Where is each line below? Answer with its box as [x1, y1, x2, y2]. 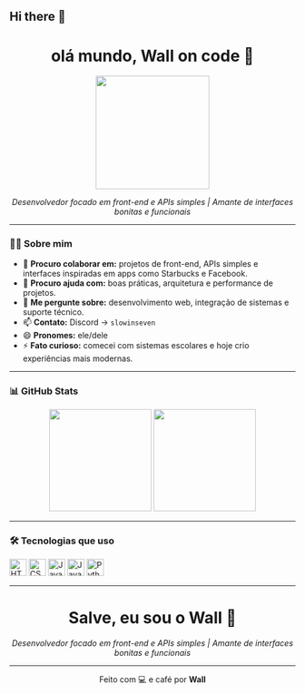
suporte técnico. [22, 306, 84, 318]
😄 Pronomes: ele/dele [22, 329, 109, 340]
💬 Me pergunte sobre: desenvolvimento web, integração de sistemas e [22, 297, 290, 308]
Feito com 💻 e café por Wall [99, 674, 206, 685]
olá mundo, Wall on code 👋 [51, 45, 254, 66]
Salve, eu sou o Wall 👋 [68, 608, 237, 629]
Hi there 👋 [9, 9, 66, 24]
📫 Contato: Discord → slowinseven [22, 317, 156, 327]
